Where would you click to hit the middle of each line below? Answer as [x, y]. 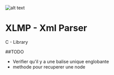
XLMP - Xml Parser [46, 28]
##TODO [15, 52]
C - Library [17, 42]
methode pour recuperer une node [49, 67]
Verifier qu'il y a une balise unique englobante [61, 61]
